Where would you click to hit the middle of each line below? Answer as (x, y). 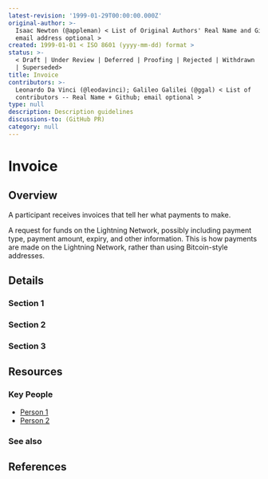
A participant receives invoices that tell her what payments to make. (120, 214)
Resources (35, 372)
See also (25, 441)
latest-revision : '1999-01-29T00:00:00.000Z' (85, 16)
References (37, 467)
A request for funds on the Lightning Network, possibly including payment (130, 230)
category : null (33, 127)
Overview (33, 196)
